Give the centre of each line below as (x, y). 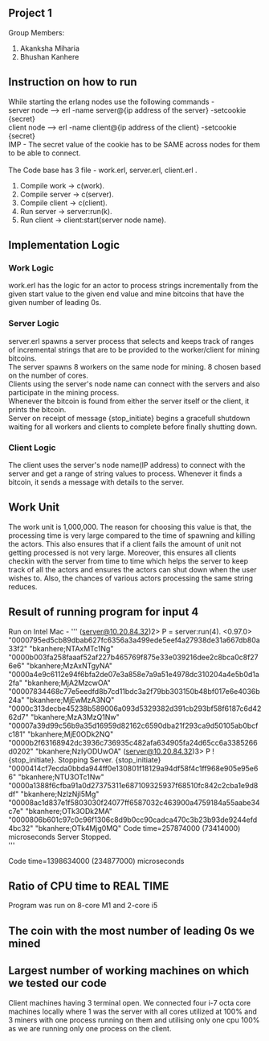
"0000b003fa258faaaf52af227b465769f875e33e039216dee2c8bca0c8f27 (133, 657)
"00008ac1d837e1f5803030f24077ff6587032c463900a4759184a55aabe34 (134, 802)
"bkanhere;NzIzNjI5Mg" (60, 794)
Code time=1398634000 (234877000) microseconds (96, 861)
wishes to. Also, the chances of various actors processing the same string (131, 578)
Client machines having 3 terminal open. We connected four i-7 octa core (130, 1002)
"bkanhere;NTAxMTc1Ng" (71, 648)
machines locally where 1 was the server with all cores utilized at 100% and (132, 1011)
